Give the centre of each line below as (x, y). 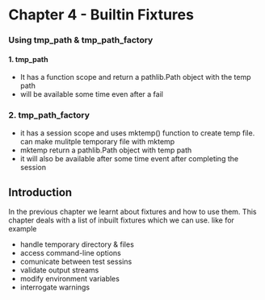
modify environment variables (69, 279)
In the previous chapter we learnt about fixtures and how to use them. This (132, 212)
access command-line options (70, 253)
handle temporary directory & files (77, 244)
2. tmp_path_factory (49, 115)
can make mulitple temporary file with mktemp (97, 141)
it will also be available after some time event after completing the (129, 158)
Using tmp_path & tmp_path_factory (81, 40)
